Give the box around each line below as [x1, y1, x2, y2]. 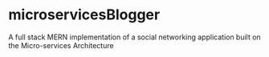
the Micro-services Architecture [8, 40, 114, 50]
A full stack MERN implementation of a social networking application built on [8, 32, 261, 42]
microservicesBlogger [8, 6, 161, 24]
